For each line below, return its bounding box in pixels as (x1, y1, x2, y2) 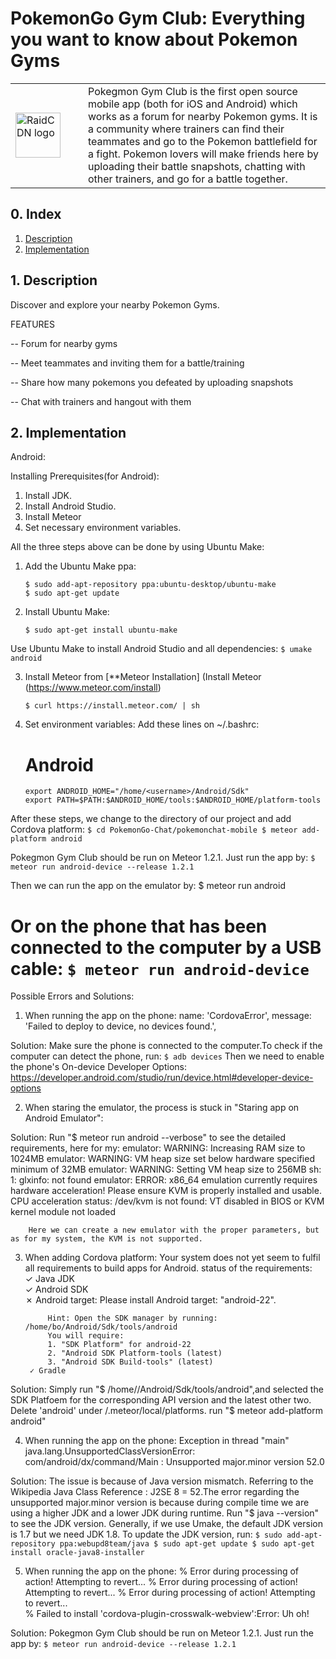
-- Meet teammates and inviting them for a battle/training (10, 357, 245, 369)
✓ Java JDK (24, 1273, 75, 1285)
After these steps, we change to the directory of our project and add (10, 813, 292, 825)
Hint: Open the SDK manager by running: (47, 1313, 218, 1324)
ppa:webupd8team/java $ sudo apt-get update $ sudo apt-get (59, 1539, 315, 1549)
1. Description (10, 272, 98, 289)
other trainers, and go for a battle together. (88, 172, 288, 186)
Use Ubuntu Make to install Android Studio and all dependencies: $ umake (10, 643, 313, 655)
